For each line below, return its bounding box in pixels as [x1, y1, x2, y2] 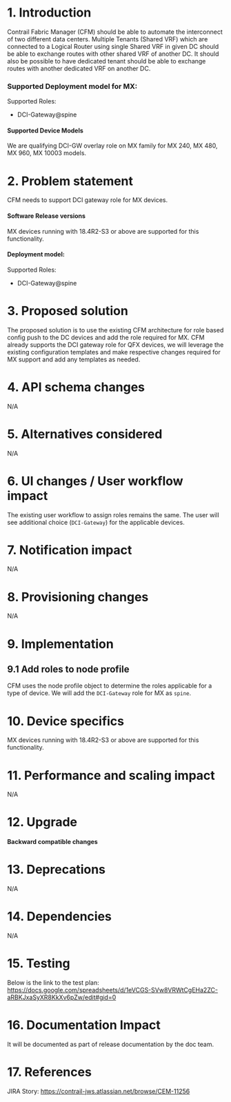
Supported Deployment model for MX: [7, 81, 138, 91]
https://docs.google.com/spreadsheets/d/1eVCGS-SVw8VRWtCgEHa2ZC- [7, 985, 219, 994]
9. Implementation [7, 636, 114, 652]
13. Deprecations [7, 862, 106, 877]
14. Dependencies [7, 909, 112, 925]
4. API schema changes [7, 379, 145, 394]
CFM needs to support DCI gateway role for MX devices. [7, 196, 168, 204]
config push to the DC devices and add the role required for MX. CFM [7, 333, 205, 341]
